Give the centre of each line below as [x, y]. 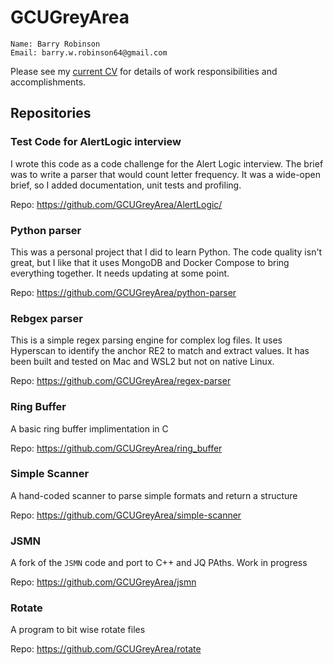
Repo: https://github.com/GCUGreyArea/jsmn [103, 582]
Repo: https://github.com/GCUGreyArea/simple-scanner [126, 515]
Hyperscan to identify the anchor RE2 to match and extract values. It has [160, 351]
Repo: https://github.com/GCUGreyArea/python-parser [123, 292]
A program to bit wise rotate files [78, 630]
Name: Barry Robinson [55, 44]
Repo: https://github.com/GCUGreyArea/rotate [106, 649]
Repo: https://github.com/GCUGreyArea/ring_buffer [116, 448]
